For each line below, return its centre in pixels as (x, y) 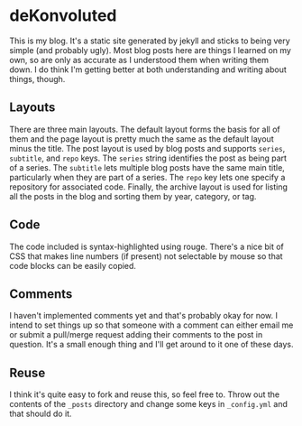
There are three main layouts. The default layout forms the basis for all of (145, 129)
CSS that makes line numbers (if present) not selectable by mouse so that (146, 256)
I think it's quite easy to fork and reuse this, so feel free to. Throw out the (145, 394)
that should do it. (41, 414)
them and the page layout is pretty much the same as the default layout (142, 139)
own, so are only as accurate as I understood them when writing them (139, 60)
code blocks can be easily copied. (73, 265)
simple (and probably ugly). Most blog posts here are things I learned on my (150, 50)
